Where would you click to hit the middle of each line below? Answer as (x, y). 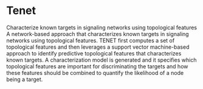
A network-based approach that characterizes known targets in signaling (98, 34)
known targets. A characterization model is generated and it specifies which (101, 60)
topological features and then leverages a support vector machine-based (98, 47)
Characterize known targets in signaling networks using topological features (102, 27)
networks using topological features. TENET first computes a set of (91, 40)
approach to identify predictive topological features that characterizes (94, 53)
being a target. (25, 79)
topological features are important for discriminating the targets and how (97, 66)
